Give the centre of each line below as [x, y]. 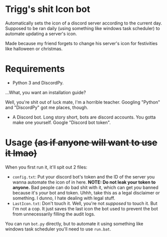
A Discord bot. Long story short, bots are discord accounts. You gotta [84, 117]
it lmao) [21, 153]
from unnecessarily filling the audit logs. [54, 214]
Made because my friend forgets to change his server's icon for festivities [81, 43]
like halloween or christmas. [34, 48]
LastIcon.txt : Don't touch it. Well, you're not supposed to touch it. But [85, 203]
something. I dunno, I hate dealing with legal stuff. [64, 198]
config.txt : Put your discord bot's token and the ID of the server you [83, 176]
